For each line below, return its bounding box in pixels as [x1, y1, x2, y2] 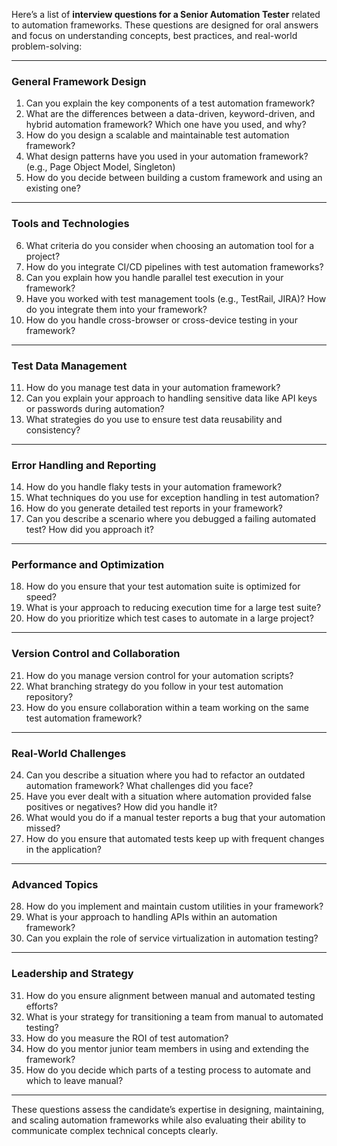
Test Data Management [11, 359, 128, 373]
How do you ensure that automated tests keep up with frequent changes [25, 833, 325, 845]
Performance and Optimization [11, 558, 165, 572]
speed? [25, 591, 57, 603]
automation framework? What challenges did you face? [25, 780, 254, 792]
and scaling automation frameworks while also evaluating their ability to [11, 1114, 307, 1126]
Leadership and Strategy [11, 967, 134, 981]
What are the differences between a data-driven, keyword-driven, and [25, 108, 316, 120]
